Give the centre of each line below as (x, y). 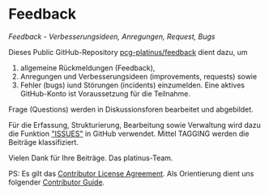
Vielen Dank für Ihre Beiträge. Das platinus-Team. (91, 158)
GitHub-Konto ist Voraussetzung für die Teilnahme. (105, 93)
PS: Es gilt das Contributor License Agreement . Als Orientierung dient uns (131, 173)
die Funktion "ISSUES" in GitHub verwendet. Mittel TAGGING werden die (129, 134)
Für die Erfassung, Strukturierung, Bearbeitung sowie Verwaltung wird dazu (134, 125)
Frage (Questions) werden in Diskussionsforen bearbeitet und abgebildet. (131, 109)
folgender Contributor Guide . (57, 182)
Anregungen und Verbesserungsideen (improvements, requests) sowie (139, 76)
